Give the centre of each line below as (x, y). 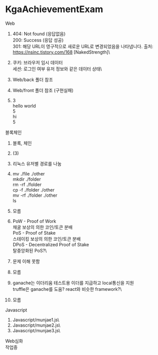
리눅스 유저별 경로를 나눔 (37, 163)
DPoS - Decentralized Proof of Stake (51, 244)
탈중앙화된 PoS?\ (30, 250)
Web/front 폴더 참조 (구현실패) (43, 90)
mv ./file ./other (29, 173)
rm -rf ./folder (27, 184)
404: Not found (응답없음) (39, 33)
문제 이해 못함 (26, 261)
